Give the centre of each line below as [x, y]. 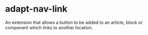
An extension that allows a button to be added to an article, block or [74, 22]
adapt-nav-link [36, 9]
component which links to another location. [49, 27]
